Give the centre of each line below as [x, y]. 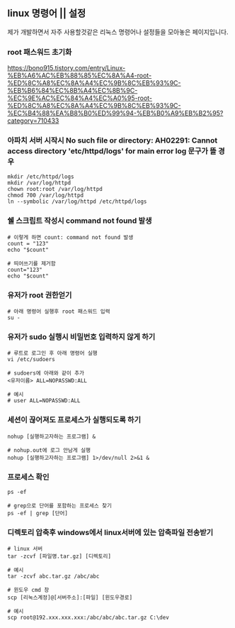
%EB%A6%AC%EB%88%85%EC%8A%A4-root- [80, 76]
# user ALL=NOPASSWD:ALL [44, 401]
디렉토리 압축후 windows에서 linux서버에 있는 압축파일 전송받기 [110, 532]
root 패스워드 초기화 [40, 52]
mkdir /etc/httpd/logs [41, 177]
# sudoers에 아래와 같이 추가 [46, 373]
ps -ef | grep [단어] [38, 513]
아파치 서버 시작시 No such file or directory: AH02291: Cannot [113, 141]
